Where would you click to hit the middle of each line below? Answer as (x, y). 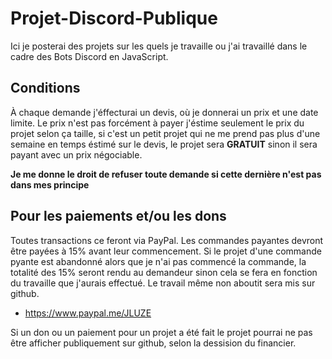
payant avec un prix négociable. (76, 154)
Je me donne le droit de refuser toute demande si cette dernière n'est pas (166, 174)
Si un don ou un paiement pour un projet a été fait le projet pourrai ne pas (161, 332)
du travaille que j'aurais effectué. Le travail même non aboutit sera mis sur (163, 283)
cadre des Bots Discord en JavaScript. (89, 56)
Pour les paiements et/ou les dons (118, 216)
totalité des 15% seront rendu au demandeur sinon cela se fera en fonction (164, 272)
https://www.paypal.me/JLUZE (88, 313)
